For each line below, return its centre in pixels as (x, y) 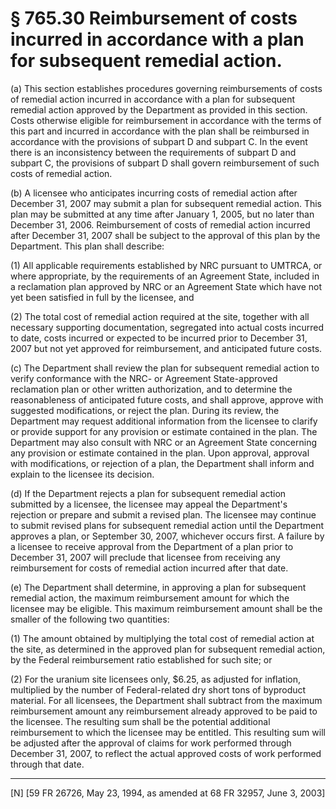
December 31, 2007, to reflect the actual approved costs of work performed (166, 753)
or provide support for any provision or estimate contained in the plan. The (164, 431)
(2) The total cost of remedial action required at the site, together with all (160, 316)
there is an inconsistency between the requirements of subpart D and (153, 152)
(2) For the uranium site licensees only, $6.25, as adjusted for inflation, (156, 679)
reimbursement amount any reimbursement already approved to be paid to (164, 711)
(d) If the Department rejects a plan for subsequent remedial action (148, 493)
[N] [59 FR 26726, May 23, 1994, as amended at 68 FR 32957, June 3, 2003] (168, 793)
